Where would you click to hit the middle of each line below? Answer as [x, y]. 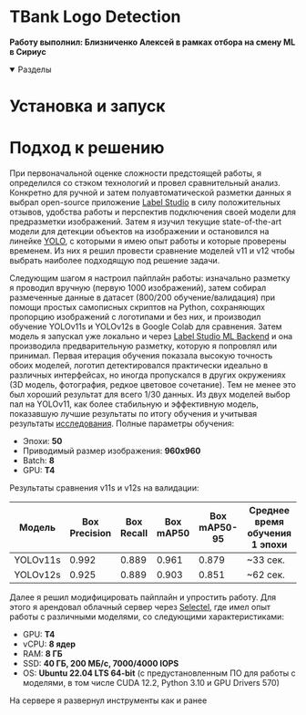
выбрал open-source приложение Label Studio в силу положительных [145, 202]
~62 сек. [265, 575]
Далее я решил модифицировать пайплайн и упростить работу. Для [143, 597]
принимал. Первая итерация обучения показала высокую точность [141, 356]
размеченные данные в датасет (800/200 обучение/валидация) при [143, 297]
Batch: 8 [38, 461]
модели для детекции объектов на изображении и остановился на [139, 232]
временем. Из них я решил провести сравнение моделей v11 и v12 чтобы [153, 251]
